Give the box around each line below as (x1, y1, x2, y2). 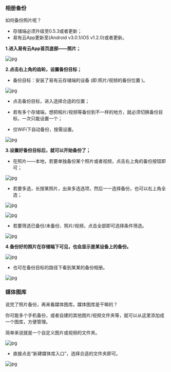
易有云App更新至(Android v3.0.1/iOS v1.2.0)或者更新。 (12, 34, 127, 41)
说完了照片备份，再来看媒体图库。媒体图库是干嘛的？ (5, 301, 118, 307)
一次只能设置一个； (22, 116, 63, 122)
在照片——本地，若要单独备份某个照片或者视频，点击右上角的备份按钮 (12, 158, 162, 164)
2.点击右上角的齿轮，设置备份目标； (5, 66, 82, 72)
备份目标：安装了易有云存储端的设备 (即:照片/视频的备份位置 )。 (12, 77, 148, 83)
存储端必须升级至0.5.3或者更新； (12, 28, 82, 34)
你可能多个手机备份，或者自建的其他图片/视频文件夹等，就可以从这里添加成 (5, 312, 165, 318)
